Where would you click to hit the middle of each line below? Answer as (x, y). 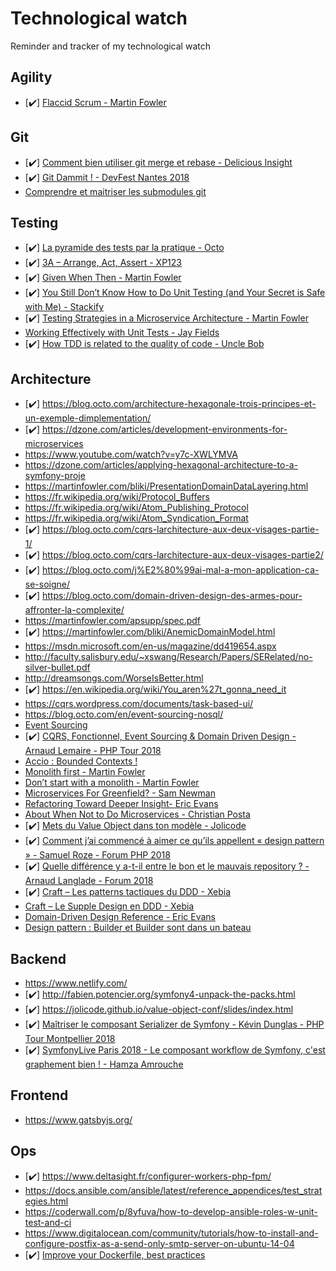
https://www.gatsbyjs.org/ (78, 1119)
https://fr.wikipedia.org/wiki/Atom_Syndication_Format (136, 518)
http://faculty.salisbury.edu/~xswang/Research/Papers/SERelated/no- (168, 657)
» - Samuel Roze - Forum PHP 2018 (97, 855)
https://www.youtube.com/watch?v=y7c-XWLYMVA (131, 454)
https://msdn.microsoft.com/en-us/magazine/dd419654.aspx (150, 646)
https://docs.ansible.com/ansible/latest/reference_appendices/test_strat (173, 1190)
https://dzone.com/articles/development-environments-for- (164, 429)
